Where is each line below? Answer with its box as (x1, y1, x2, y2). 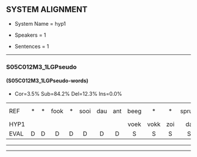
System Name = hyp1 (14, 20, 66, 27)
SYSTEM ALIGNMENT (6, 5, 88, 15)
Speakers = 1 (14, 32, 46, 39)
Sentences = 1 (14, 43, 49, 50)
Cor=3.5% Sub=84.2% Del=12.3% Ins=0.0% (14, 90, 123, 97)
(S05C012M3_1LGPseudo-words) (6, 77, 89, 84)
